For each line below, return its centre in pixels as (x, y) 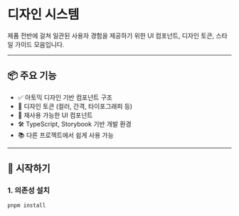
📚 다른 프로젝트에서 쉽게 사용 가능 (65, 135)
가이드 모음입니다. (39, 44)
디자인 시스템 (43, 15)
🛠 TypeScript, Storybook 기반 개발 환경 (74, 124)
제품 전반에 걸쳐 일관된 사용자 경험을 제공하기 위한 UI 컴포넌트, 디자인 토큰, (111, 36)
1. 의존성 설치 (29, 190)
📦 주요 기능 (32, 76)
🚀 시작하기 (29, 169)
